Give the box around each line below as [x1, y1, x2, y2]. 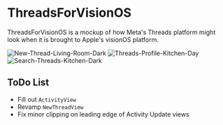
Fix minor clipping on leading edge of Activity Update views [17, 110, 190, 118]
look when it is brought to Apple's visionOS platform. [7, 35, 159, 43]
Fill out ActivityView [17, 95, 77, 103]
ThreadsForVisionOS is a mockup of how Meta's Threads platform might [7, 28, 216, 36]
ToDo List [7, 77, 50, 89]
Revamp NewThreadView [17, 103, 84, 111]
